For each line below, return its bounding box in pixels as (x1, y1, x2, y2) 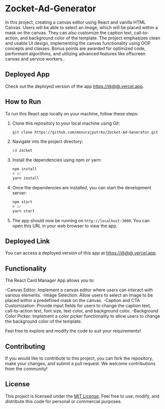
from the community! (5, 366, 48, 372)
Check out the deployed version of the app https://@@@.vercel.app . (5, 83, 144, 89)
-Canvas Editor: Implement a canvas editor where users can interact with (5, 287, 153, 293)
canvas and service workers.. (5, 56, 65, 62)
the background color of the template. (5, 318, 82, 324)
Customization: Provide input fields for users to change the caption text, (5, 303, 151, 308)
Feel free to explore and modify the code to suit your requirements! (5, 328, 141, 334)
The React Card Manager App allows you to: (5, 277, 95, 283)
